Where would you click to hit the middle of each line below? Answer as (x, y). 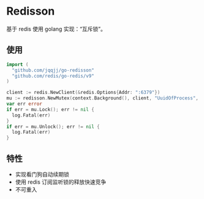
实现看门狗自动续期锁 (42, 174)
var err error (25, 104)
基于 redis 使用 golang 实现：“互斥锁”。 (56, 29)
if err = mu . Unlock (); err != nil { (53, 126)
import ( (17, 64)
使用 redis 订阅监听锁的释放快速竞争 (61, 182)
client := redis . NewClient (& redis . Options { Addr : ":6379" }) (83, 93)
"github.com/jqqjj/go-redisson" (53, 70)
